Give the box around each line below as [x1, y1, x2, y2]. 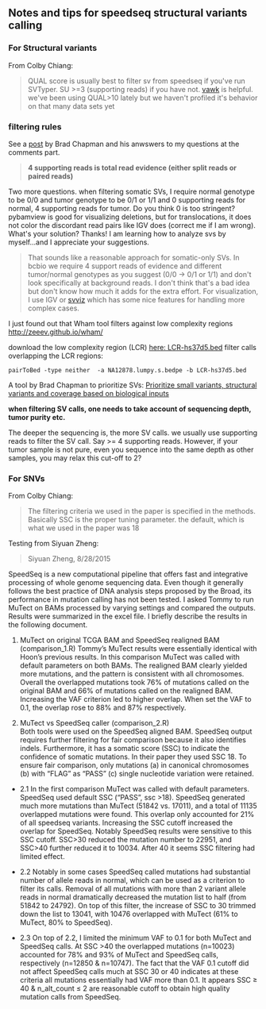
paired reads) [27, 171, 74, 181]
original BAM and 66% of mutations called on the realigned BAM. [19, 686, 233, 695]
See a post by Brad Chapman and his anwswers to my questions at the [8, 139, 240, 148]
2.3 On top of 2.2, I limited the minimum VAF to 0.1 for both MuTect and [19, 933, 252, 943]
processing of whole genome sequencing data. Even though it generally [8, 578, 244, 587]
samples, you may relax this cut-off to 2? [8, 453, 142, 463]
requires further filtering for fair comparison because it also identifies [19, 735, 246, 745]
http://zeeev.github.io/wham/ [8, 327, 103, 337]
